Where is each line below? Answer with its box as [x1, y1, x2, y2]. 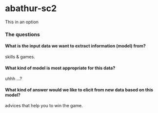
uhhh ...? [5, 76, 22, 81]
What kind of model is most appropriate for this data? [5, 65, 116, 71]
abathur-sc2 [5, 3, 57, 14]
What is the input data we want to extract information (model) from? [5, 43, 146, 49]
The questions [5, 31, 40, 38]
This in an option [5, 19, 39, 25]
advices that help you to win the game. [5, 103, 83, 109]
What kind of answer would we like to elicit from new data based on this [5, 87, 154, 93]
